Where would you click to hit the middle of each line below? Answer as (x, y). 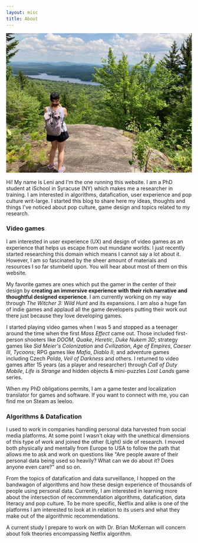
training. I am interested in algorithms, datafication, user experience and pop (99, 194)
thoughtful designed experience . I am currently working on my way (89, 297)
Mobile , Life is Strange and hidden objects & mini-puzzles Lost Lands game (98, 371)
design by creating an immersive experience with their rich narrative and (97, 290)
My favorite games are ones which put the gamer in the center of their (91, 284)
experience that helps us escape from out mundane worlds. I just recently (96, 247)
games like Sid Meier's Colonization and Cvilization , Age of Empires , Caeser (99, 346)
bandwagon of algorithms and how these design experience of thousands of (99, 485)
